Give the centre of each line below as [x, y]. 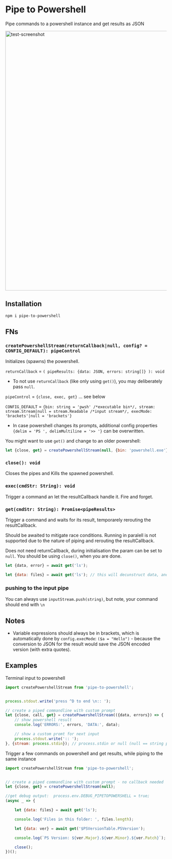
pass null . [24, 387]
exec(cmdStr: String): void [40, 486]
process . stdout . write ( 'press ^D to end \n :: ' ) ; [58, 701]
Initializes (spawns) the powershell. [42, 361]
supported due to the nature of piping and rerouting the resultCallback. [80, 541]
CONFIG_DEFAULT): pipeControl [43, 351]
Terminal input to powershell [35, 678]
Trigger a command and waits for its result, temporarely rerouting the [78, 520]
